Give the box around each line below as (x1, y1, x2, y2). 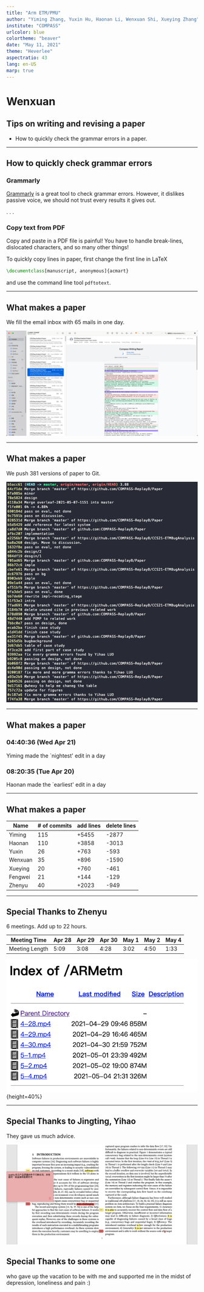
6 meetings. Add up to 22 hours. (6, 923, 87, 930)
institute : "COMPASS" (6, 22, 61, 29)
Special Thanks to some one (6, 1256, 115, 1267)
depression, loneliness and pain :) (6, 1279, 91, 1286)
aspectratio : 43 (6, 55, 47, 61)
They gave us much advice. (6, 1132, 76, 1139)
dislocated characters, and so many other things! (6, 244, 129, 251)
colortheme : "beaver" (6, 35, 61, 42)
